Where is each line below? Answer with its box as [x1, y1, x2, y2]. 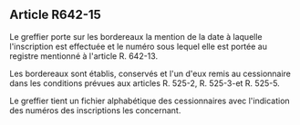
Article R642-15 [9, 7, 102, 23]
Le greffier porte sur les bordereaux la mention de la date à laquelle [9, 31, 263, 42]
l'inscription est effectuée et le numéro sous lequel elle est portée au [9, 41, 267, 52]
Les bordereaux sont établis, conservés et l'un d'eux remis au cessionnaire [9, 68, 292, 79]
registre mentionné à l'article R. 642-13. [9, 50, 158, 62]
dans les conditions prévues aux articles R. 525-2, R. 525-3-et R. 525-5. [9, 77, 280, 89]
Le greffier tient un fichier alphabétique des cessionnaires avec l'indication [9, 95, 290, 106]
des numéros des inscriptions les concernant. [9, 104, 181, 116]
